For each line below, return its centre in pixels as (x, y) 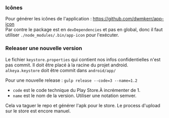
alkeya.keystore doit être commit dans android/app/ (61, 70)
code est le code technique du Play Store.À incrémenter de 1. (77, 90)
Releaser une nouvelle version (44, 49)
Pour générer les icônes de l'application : (49, 19)
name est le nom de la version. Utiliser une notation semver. (75, 96)
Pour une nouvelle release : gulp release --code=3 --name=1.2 (71, 80)
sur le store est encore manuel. (38, 111)
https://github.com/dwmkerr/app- (128, 19)
